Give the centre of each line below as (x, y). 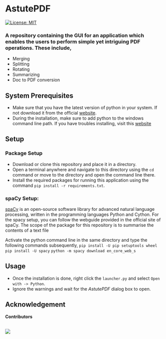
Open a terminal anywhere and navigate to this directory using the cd (83, 169)
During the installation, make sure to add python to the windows (78, 118)
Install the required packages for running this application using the (81, 180)
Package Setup (24, 154)
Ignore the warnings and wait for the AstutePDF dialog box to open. (82, 289)
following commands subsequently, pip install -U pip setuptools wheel (81, 245)
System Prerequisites (39, 95)
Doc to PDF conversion (36, 80)
